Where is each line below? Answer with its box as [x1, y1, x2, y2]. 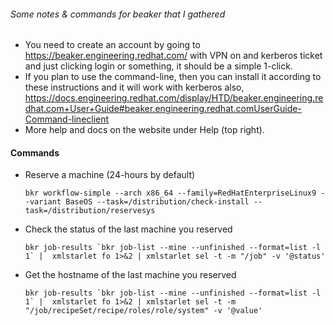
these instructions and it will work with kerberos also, [24, 81, 245, 94]
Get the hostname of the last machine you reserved [24, 269, 237, 281]
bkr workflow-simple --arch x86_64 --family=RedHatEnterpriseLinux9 [24, 188, 317, 199]
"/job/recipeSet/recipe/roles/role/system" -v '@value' [24, 306, 263, 316]
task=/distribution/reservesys [24, 206, 156, 216]
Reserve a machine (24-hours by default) [24, 169, 196, 181]
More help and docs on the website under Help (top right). [24, 124, 265, 136]
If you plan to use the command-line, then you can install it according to [24, 71, 322, 83]
